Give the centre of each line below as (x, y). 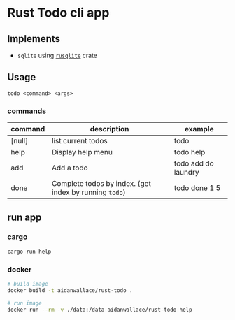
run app (24, 217)
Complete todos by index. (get (101, 184)
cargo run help (29, 252)
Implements (34, 39)
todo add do (194, 163)
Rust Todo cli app (58, 13)
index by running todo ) (88, 192)
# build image (28, 284)
